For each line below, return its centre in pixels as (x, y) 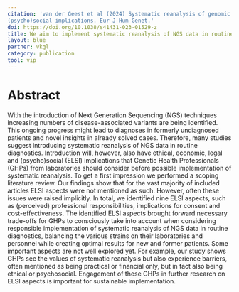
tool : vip (22, 60)
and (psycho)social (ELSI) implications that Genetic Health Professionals (113, 160)
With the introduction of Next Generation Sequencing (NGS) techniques (112, 115)
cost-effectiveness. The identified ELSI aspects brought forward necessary (117, 213)
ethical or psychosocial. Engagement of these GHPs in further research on (116, 274)
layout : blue (27, 40)
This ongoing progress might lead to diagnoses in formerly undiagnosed (113, 130)
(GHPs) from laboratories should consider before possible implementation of (119, 168)
